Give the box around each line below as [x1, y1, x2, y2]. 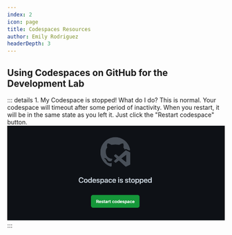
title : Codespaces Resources [7, 26, 91, 32]
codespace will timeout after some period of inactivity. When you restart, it [7, 103, 220, 111]
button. [7, 117, 28, 126]
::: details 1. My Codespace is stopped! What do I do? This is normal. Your [7, 95, 216, 104]
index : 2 [7, 11, 32, 18]
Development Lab [7, 77, 85, 89]
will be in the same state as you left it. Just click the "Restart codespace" [7, 111, 215, 119]
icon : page [7, 18, 39, 26]
